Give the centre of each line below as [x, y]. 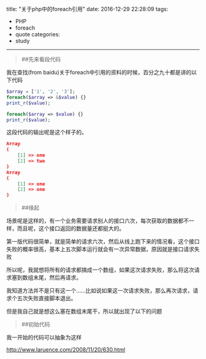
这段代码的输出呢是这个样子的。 [47, 132]
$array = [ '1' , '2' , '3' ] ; [41, 91]
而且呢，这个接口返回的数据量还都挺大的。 [71, 228]
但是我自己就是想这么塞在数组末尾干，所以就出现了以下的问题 [84, 311]
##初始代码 [36, 325]
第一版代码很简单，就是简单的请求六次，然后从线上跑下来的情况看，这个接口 [103, 242]
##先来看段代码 [41, 59]
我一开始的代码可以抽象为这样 [44, 338]
